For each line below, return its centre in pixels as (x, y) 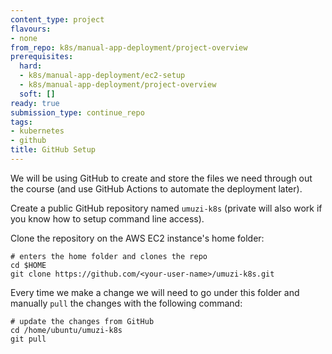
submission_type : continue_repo (77, 112)
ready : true (35, 103)
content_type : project (57, 19)
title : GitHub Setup (53, 150)
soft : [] (37, 94)
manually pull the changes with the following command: (126, 303)
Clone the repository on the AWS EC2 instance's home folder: (137, 238)
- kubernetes (37, 131)
